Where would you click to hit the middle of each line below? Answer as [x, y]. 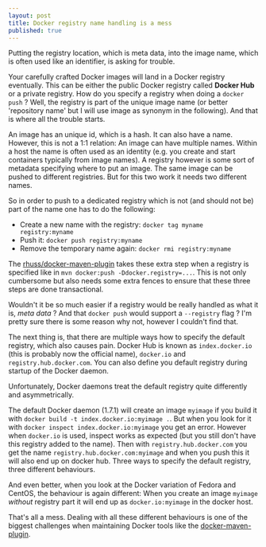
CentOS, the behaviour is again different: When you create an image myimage [133, 494]
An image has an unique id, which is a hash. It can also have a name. [120, 135]
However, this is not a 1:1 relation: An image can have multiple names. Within [133, 143]
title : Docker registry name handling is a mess [90, 23]
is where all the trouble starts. [57, 119]
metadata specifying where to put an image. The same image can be [121, 169]
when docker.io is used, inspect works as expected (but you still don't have [132, 436]
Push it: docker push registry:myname [81, 240]
